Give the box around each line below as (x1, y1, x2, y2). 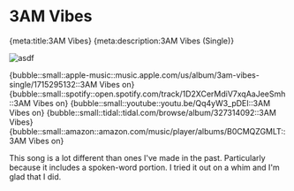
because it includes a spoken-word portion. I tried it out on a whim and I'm (9, 162, 280, 172)
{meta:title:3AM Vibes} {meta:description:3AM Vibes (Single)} (9, 35, 235, 46)
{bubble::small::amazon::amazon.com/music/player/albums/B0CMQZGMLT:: (9, 126, 286, 136)
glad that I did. (9, 171, 62, 182)
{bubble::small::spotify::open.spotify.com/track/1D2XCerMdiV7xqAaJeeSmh (9, 88, 286, 99)
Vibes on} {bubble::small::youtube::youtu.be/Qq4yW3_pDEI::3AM (32, 97, 271, 108)
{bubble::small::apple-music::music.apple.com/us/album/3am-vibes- (9, 69, 260, 80)
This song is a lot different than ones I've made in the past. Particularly (9, 152, 267, 163)
